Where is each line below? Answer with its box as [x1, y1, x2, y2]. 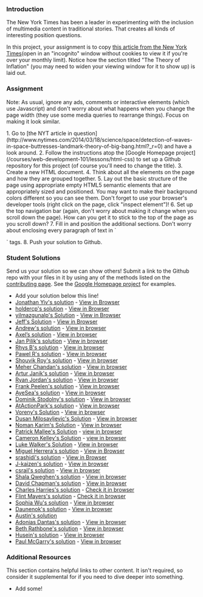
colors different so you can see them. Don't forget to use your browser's [6, 194, 187, 201]
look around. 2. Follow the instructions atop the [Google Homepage [6, 148, 175, 156]
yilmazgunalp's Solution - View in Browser [15, 311, 121, 318]
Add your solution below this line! [15, 292, 99, 299]
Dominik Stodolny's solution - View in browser [15, 395, 131, 403]
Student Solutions [6, 253, 61, 262]
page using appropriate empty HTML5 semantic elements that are [6, 181, 171, 189]
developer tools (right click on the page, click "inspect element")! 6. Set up [6, 200, 193, 208]
